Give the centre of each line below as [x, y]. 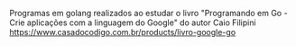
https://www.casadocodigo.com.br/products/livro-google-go [123, 32]
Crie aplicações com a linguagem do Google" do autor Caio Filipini [133, 23]
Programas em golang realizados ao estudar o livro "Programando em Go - [148, 13]
